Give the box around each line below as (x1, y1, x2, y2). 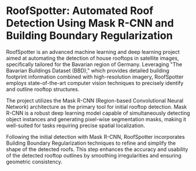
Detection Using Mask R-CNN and (6, 16, 174, 30)
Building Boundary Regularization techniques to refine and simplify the (6, 139, 176, 146)
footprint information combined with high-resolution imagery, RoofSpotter (6, 73, 184, 80)
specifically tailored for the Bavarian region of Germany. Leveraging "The (6, 60, 183, 68)
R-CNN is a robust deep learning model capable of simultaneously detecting (6, 110, 190, 117)
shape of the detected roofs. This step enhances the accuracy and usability (6, 145, 188, 153)
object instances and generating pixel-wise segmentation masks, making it (6, 115, 187, 122)
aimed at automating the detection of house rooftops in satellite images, (6, 54, 180, 61)
